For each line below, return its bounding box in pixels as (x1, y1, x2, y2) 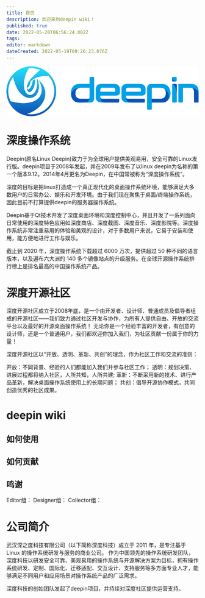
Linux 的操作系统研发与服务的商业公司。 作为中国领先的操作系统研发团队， (6, 549, 194, 557)
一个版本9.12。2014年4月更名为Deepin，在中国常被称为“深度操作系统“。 (6, 170, 188, 177)
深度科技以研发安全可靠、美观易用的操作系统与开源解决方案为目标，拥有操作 (6, 557, 199, 564)
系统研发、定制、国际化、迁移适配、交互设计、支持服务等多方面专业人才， (6, 564, 193, 572)
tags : (6, 35, 20, 42)
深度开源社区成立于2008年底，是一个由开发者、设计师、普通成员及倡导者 (6, 307, 191, 315)
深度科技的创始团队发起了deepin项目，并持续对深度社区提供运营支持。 (6, 585, 184, 593)
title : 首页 (6, 10, 35, 16)
